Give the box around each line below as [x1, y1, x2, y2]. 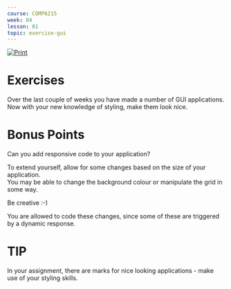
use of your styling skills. [7, 274, 78, 282]
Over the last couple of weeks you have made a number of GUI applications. [7, 95, 225, 104]
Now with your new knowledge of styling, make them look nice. [7, 103, 188, 111]
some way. [7, 185, 38, 194]
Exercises [7, 73, 65, 88]
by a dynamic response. [7, 219, 76, 228]
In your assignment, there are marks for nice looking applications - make [7, 267, 214, 275]
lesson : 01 [7, 23, 39, 30]
